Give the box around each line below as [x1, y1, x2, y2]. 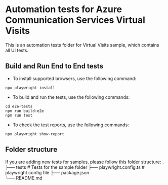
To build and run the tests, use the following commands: [12, 94, 130, 100]
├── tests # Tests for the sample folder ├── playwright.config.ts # [5, 164, 145, 170]
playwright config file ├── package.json [5, 169, 90, 175]
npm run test [5, 113, 33, 118]
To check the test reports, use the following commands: [12, 122, 129, 128]
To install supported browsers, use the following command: [12, 75, 137, 82]
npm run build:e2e [5, 108, 44, 114]
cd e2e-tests [5, 104, 33, 109]
